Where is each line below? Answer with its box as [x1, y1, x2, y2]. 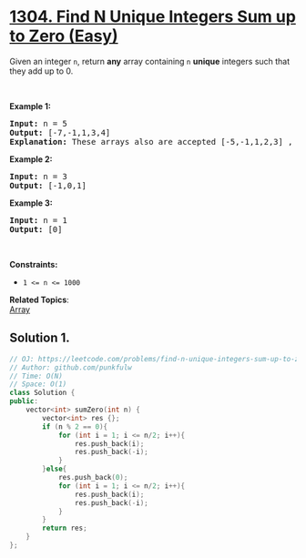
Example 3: [9, 198, 53, 208]
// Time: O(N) [9, 371, 64, 380]
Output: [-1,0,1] [9, 180, 87, 190]
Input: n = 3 [9, 171, 68, 181]
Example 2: [9, 153, 53, 165]
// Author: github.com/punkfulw [9, 362, 132, 372]
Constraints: [9, 259, 58, 269]
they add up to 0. [9, 66, 74, 76]
